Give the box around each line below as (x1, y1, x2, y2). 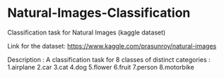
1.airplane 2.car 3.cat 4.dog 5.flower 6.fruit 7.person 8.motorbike (7, 63, 194, 71)
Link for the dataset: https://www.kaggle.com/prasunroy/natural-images (7, 41, 217, 50)
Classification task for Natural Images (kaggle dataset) (7, 28, 166, 37)
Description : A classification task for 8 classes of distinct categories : (7, 55, 211, 64)
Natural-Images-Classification (7, 5, 191, 21)
